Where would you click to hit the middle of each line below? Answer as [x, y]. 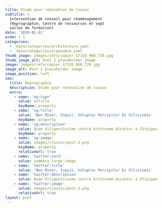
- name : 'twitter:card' [38, 156]
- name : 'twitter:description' [46, 175]
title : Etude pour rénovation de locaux [47, 10]
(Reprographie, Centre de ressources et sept [57, 23]
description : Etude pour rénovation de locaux [58, 87]
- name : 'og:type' [33, 97]
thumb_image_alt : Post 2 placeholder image [50, 60]
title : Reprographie [31, 83]
